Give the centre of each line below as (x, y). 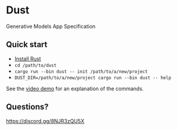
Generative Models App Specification (51, 26)
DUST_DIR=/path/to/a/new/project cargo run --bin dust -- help (93, 78)
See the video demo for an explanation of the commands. (75, 89)
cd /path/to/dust (36, 65)
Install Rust (28, 58)
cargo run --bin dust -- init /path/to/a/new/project (81, 71)
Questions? (27, 107)
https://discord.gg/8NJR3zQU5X (45, 121)
